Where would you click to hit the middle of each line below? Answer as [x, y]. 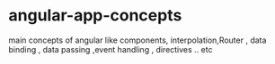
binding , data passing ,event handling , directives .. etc [111, 49]
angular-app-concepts [95, 16]
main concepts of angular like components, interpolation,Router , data [137, 40]
